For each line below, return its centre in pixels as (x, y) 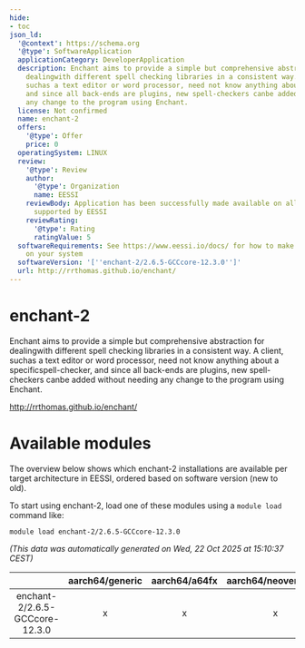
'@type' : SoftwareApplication (74, 52)
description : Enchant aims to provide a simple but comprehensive (146, 69)
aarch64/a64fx (184, 580)
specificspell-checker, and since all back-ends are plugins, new (128, 369)
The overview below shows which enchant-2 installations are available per (148, 468)
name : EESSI (56, 195)
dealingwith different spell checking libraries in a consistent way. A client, (147, 350)
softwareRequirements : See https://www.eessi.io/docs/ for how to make (156, 246)
